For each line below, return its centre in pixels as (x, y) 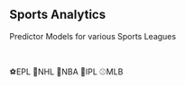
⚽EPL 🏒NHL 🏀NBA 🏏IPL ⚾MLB (66, 72)
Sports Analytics (58, 15)
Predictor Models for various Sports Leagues (93, 36)
